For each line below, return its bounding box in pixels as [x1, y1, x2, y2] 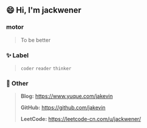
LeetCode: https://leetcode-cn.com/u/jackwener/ [20, 116, 141, 123]
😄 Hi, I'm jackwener [6, 5, 81, 15]
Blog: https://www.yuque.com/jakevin [20, 93, 113, 100]
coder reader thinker [20, 65, 72, 71]
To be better [20, 36, 51, 44]
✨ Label [6, 51, 29, 59]
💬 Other [6, 79, 28, 87]
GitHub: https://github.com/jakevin [20, 104, 106, 111]
